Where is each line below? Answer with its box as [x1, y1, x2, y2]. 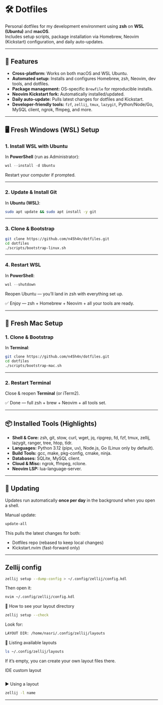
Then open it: [5, 585, 32, 591]
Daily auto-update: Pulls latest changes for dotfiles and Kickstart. [12, 96, 144, 102]
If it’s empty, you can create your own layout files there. [5, 658, 116, 664]
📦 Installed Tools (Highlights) [5, 419, 97, 428]
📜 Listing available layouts [5, 640, 57, 645]
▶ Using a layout [5, 681, 39, 687]
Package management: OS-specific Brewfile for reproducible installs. [12, 86, 153, 91]
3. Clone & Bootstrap [5, 225, 55, 232]
